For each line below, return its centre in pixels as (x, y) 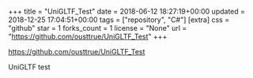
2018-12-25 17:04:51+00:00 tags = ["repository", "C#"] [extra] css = (119, 20)
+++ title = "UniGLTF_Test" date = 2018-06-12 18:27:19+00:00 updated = (127, 11)
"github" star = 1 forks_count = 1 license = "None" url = (98, 28)
